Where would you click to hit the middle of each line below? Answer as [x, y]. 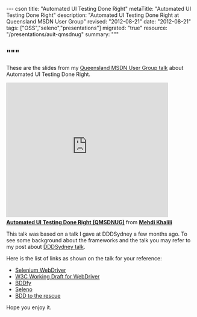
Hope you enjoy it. [29, 307]
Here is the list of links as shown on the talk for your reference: [84, 258]
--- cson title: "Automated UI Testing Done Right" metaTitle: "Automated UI [99, 9]
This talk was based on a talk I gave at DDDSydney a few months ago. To [97, 234]
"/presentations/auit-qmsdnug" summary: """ [63, 34]
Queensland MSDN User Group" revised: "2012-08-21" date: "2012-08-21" [99, 21]
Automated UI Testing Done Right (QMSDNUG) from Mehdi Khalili [89, 222]
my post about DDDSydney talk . [46, 246]
